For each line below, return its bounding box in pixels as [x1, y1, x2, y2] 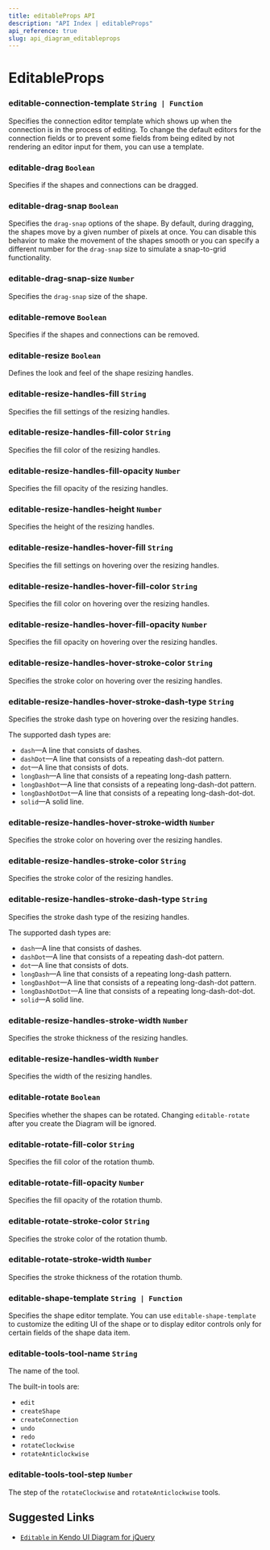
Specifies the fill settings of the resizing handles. [8, 406, 171, 416]
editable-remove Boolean [8, 311, 107, 322]
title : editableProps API [8, 11, 95, 20]
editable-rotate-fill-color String [8, 1138, 135, 1149]
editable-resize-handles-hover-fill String [8, 542, 173, 553]
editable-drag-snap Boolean [8, 200, 119, 211]
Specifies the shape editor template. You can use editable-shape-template [8, 1311, 256, 1320]
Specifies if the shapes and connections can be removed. [8, 330, 200, 339]
